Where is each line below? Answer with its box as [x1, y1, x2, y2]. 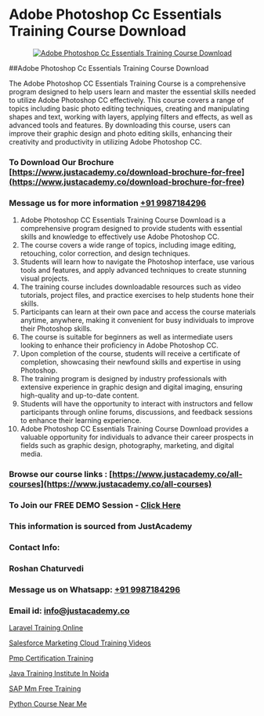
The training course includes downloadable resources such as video [20, 282, 241, 292]
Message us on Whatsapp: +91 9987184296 [9, 584, 181, 595]
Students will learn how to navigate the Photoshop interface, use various [20, 257, 255, 266]
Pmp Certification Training [9, 653, 93, 663]
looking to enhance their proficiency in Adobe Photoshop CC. [20, 340, 219, 351]
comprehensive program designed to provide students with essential [20, 224, 243, 233]
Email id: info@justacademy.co [9, 605, 130, 616]
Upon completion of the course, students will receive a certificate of [20, 349, 240, 358]
